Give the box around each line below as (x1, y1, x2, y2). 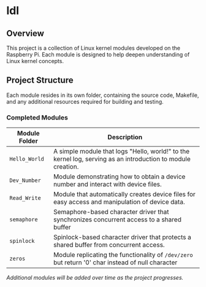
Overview (6, 28, 45, 39)
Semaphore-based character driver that (53, 208, 169, 216)
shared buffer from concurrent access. (53, 240, 165, 249)
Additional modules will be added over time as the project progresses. (6, 274, 184, 281)
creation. (53, 163, 79, 171)
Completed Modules (6, 113, 69, 121)
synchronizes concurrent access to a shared (53, 215, 182, 224)
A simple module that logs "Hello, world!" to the (53, 147, 190, 156)
